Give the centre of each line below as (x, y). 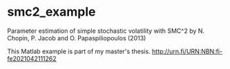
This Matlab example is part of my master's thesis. (79, 51)
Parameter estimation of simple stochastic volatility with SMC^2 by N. (106, 31)
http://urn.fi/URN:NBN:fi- (187, 51)
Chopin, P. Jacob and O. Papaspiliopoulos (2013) (77, 38)
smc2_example (51, 12)
